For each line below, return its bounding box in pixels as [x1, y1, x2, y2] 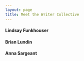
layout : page [5, 7, 32, 12]
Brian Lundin [5, 38, 32, 45]
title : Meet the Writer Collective [5, 12, 79, 17]
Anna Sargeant [5, 50, 37, 56]
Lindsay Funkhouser [5, 27, 48, 33]
